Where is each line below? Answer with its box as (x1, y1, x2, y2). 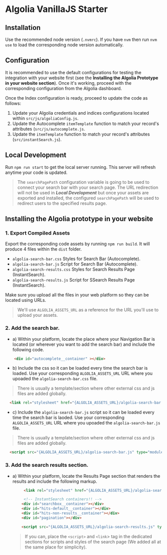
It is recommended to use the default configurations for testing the (5, 69, 142, 75)
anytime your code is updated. (5, 169, 68, 175)
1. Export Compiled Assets (5, 229, 70, 236)
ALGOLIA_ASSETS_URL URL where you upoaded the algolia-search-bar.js (12, 420, 161, 426)
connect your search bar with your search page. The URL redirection (17, 184, 159, 190)
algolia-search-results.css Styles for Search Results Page (12, 267, 135, 273)
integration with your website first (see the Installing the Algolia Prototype (5, 75, 159, 81)
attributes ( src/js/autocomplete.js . (12, 126, 85, 132)
